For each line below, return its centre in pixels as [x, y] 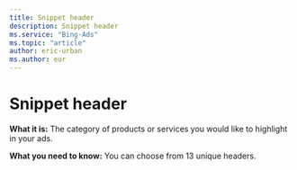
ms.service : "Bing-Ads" [54, 34]
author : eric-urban [46, 51]
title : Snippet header [52, 18]
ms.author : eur [38, 59]
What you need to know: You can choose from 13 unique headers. [133, 156]
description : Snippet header [64, 26]
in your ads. [31, 138]
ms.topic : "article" [48, 43]
